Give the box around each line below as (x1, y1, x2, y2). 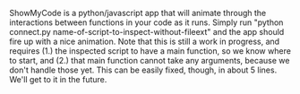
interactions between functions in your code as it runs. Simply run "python (9, 17, 284, 28)
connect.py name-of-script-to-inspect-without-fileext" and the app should (9, 27, 285, 37)
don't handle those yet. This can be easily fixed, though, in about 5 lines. (9, 64, 278, 75)
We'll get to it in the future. (9, 74, 107, 84)
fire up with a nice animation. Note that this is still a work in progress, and (9, 36, 280, 47)
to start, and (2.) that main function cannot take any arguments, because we (9, 56, 290, 65)
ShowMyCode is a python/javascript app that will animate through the (9, 8, 267, 18)
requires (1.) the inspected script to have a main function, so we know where (9, 46, 291, 56)
